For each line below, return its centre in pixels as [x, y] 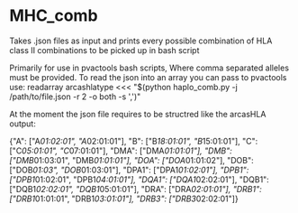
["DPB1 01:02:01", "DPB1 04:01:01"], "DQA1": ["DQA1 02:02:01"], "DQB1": [140, 179]
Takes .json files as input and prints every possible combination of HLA [141, 41]
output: [23, 124]
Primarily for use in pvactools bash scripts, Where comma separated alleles [149, 68]
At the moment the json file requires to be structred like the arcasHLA [138, 114]
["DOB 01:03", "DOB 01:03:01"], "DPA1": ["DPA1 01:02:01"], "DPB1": [129, 170]
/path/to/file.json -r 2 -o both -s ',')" [75, 97]
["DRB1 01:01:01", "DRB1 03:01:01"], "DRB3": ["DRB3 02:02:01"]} [124, 199]
